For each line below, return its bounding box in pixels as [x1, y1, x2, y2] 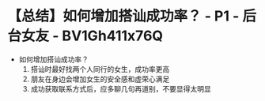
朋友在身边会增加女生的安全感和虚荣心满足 [30, 74, 170, 84]
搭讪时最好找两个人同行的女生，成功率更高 [30, 64, 170, 73]
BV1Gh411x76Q [62, 27, 164, 45]
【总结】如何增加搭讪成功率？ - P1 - [7, 7, 240, 25]
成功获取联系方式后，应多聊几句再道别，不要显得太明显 [30, 84, 211, 93]
